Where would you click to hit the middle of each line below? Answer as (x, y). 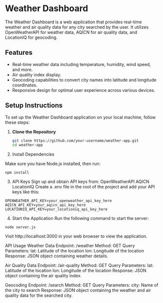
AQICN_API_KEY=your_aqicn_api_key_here (45, 205)
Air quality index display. (37, 75)
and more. (22, 69)
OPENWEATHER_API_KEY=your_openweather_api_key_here (58, 201)
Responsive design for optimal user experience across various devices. (84, 90)
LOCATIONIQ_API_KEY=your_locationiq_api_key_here (56, 209)
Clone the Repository (34, 132)
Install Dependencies (33, 154)
